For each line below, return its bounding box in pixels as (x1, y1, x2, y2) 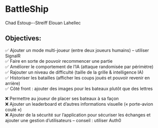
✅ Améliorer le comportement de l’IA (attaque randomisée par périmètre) (5, 63, 154, 70)
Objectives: (5, 34, 41, 43)
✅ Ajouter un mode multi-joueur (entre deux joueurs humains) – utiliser (5, 47, 149, 53)
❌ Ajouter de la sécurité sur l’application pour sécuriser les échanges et (5, 112, 151, 118)
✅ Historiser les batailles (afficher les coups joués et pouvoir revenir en (5, 75, 150, 81)
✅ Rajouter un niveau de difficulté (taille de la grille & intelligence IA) (5, 69, 144, 75)
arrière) (5, 80, 21, 86)
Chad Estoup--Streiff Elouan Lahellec (5, 20, 81, 26)
